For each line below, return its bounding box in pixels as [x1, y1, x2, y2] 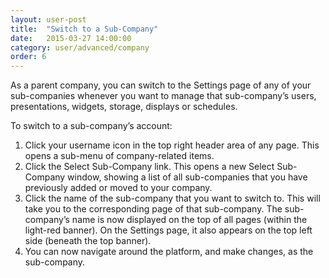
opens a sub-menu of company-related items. [24, 150, 215, 162]
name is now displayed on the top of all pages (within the [71, 214, 308, 226]
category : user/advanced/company [10, 42, 150, 53]
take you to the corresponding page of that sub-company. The [24, 203, 283, 215]
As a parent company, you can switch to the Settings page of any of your [10, 79, 312, 91]
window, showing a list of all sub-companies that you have [67, 171, 308, 183]
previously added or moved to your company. [24, 182, 213, 194]
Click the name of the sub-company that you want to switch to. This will [24, 192, 321, 205]
